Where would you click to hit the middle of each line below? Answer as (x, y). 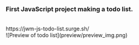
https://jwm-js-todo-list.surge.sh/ (47, 29)
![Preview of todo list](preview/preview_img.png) (67, 35)
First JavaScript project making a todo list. (69, 9)
